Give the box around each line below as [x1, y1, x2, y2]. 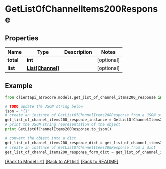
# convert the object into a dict [5, 135, 77, 141]
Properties [5, 34, 39, 42]
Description [64, 49, 92, 55]
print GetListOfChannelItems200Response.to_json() [5, 127, 112, 132]
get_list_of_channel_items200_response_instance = [5, 117, 112, 122]
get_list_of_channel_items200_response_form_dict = [5, 150, 114, 155]
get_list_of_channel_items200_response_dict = [5, 140, 103, 145]
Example [5, 82, 33, 90]
